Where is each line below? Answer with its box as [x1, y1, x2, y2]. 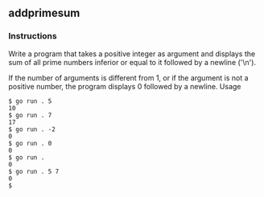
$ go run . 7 [8, 111, 52, 119]
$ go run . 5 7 [8, 167, 60, 175]
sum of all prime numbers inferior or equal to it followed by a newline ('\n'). [8, 57, 256, 67]
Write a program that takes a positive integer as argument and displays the [8, 48, 256, 59]
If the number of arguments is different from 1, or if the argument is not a [8, 72, 249, 83]
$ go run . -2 [8, 125, 56, 133]
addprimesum [8, 6, 80, 20]
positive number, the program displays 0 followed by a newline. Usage [8, 81, 241, 91]
